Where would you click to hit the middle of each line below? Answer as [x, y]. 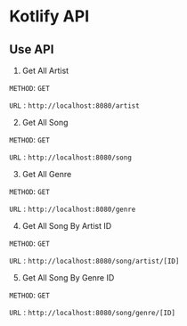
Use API [32, 49]
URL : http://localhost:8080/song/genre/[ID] [93, 312]
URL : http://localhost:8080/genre [73, 208]
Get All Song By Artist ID [67, 226]
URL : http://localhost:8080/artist [74, 105]
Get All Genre [47, 174]
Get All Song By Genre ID [68, 277]
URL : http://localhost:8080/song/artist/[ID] [94, 261]
